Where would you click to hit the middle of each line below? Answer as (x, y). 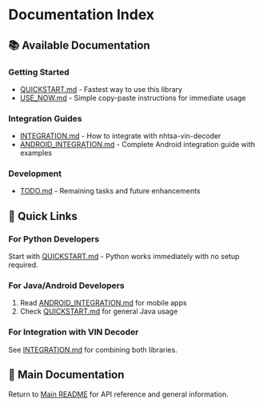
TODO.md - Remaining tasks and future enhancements (110, 191)
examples (36, 153)
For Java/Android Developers (67, 285)
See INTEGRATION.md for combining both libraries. (93, 349)
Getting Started (39, 72)
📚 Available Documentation (79, 45)
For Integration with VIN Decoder (74, 332)
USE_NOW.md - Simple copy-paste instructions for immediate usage (133, 98)
